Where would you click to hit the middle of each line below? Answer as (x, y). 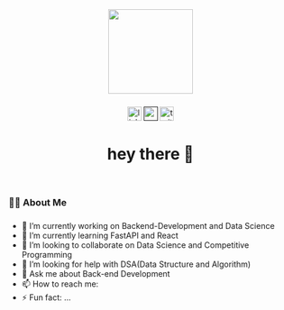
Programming (47, 254)
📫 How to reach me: (60, 284)
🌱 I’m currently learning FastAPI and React (100, 235)
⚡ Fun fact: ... (46, 297)
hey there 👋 (151, 155)
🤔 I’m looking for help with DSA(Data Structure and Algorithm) (136, 264)
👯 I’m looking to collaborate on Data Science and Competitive (135, 245)
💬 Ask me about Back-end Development (96, 273)
